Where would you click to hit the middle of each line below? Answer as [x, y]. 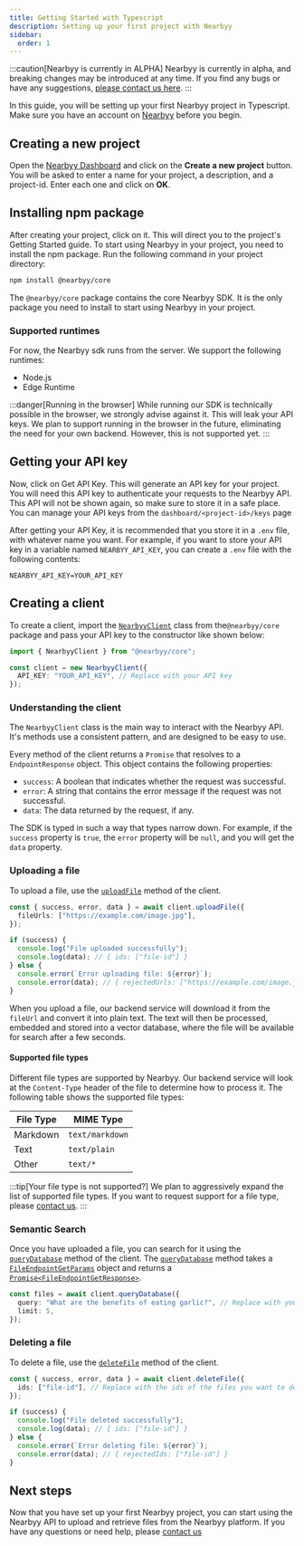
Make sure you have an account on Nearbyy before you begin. [126, 115]
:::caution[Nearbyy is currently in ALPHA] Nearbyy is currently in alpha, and [150, 69]
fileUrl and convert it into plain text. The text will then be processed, [139, 1017]
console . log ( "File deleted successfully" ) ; [100, 1421]
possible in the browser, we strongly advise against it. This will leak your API [152, 415]
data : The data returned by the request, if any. [108, 810]
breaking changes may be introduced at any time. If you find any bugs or [145, 79]
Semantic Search [48, 1229]
